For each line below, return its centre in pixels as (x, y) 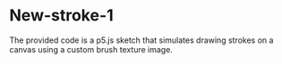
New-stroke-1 (61, 16)
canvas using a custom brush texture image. (91, 49)
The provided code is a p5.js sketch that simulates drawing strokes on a (141, 40)
